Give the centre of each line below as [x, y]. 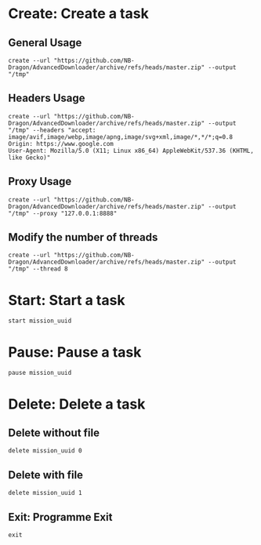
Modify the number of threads [83, 237]
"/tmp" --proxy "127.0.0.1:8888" [63, 213]
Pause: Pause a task [75, 352]
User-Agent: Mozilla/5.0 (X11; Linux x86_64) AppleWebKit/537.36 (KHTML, [131, 151]
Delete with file [46, 475]
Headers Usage [47, 98]
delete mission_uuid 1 [45, 493]
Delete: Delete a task [77, 404]
